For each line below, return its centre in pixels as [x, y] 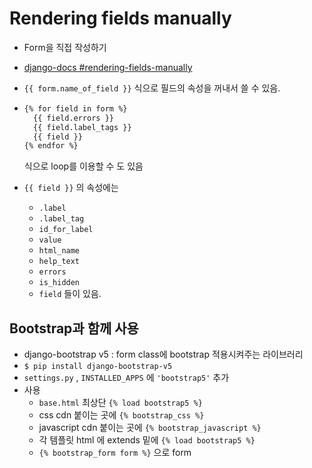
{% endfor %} [51, 146]
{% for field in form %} [75, 108]
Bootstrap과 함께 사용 [74, 328]
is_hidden [59, 283]
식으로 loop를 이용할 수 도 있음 [83, 166]
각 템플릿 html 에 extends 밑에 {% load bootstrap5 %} [147, 440]
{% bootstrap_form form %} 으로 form [115, 453]
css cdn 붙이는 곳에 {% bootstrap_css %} [121, 415]
